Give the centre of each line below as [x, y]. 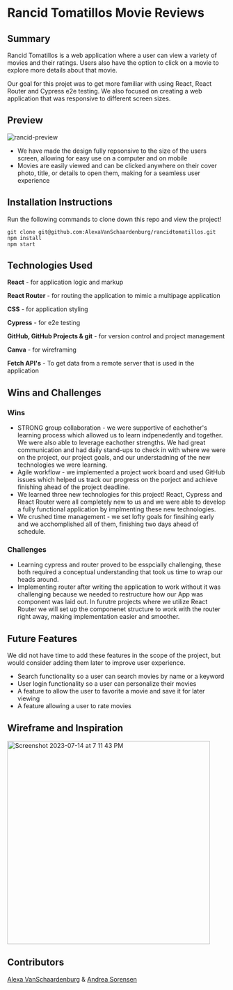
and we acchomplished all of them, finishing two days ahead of [108, 524]
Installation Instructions [60, 203]
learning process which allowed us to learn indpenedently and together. [120, 435]
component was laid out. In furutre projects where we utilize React [112, 602]
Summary [29, 39]
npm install [24, 238]
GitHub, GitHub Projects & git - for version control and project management [116, 336]
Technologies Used [50, 265]
